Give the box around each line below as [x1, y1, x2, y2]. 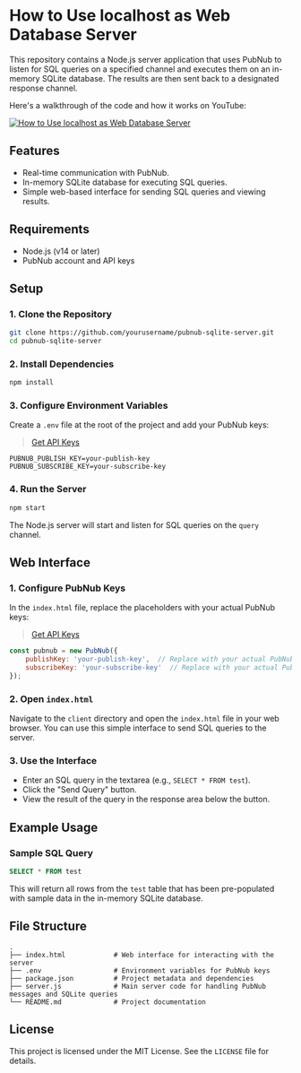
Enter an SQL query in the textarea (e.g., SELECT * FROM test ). [21, 774, 251, 785]
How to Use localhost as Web [9, 5, 231, 26]
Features [9, 143, 60, 159]
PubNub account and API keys [21, 255, 135, 265]
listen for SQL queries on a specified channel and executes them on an [9, 64, 271, 74]
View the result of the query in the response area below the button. [21, 794, 271, 805]
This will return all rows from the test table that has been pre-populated [9, 883, 275, 894]
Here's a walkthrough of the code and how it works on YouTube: [9, 100, 246, 110]
